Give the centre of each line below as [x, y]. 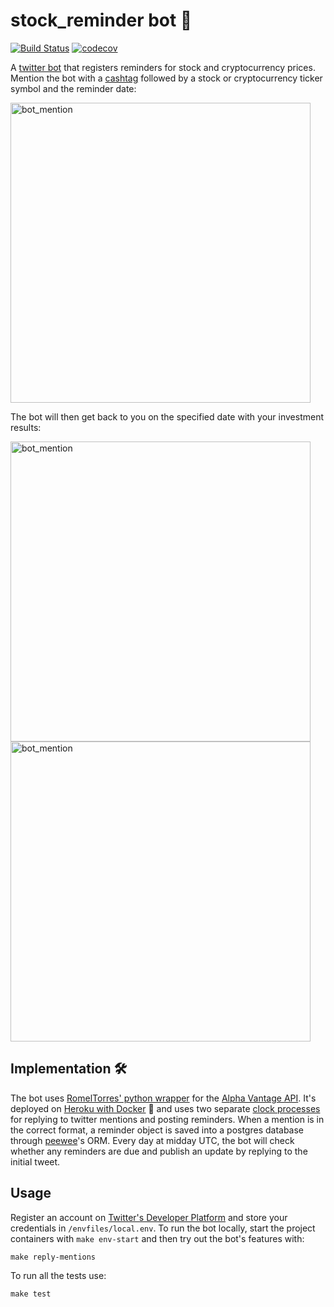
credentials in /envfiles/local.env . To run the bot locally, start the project [163, 1228]
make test [31, 1294]
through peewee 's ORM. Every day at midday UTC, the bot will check [152, 1140]
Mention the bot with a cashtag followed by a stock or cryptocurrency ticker [166, 78]
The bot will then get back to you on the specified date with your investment [167, 416]
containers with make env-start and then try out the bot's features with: [157, 1238]
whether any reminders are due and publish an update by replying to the [159, 1151]
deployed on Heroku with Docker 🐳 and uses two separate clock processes [165, 1108]
